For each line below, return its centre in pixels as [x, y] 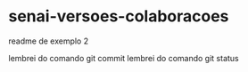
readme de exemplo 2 [49, 41]
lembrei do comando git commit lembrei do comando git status [124, 58]
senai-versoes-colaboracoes [119, 16]
